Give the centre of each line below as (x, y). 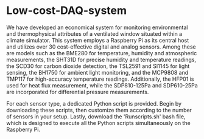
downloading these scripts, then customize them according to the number (99, 110)
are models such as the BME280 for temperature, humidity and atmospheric (102, 53)
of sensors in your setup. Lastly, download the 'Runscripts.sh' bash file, (96, 117)
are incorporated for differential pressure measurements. (78, 92)
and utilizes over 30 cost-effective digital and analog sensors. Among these (101, 47)
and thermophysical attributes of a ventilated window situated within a (94, 33)
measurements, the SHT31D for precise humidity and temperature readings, (101, 59)
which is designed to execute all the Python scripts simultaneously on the (98, 123)
